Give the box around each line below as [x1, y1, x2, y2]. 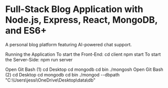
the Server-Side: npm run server [5, 56, 73, 62]
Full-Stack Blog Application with [5, 4, 143, 15]
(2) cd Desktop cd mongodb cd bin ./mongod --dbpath [5, 71, 120, 77]
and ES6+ [5, 25, 47, 36]
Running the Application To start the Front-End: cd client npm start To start [5, 51, 161, 57]
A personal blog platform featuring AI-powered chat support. [5, 41, 132, 47]
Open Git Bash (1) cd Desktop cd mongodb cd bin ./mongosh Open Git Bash [5, 66, 163, 72]
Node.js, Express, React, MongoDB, [5, 14, 158, 26]
